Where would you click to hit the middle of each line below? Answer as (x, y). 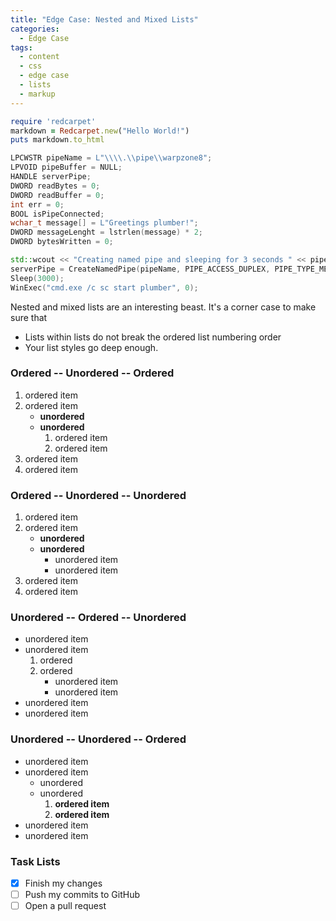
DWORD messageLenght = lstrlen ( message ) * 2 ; (106, 232)
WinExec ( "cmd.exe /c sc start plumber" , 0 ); (104, 287)
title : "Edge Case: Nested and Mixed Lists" (104, 19)
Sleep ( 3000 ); (37, 278)
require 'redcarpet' (53, 121)
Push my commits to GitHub (82, 895)
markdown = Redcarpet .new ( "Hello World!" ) (100, 131)
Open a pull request (65, 906)
